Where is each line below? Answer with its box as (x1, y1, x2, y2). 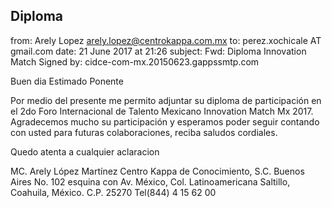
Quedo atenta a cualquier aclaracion (10, 145, 160, 158)
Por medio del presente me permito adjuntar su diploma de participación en (10, 94, 322, 106)
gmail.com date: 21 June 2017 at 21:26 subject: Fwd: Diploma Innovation (10, 45, 307, 57)
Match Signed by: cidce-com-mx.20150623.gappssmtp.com (10, 55, 260, 68)
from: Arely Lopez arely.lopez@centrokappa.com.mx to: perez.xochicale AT (10, 34, 322, 46)
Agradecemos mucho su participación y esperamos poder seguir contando (10, 115, 320, 128)
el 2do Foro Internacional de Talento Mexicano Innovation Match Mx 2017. (10, 105, 314, 117)
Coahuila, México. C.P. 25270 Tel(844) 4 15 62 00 (10, 186, 217, 198)
